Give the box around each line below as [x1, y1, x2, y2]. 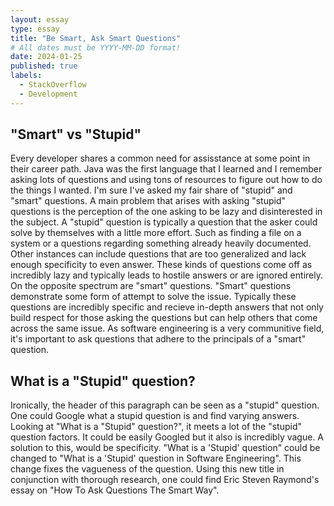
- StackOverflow [19, 80, 87, 90]
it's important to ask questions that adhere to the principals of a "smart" [10, 333, 307, 345]
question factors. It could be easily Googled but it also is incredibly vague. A [10, 431, 325, 443]
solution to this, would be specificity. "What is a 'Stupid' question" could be [10, 442, 321, 454]
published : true [10, 61, 78, 71]
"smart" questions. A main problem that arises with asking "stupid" [10, 195, 286, 207]
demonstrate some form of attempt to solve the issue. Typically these [10, 291, 297, 303]
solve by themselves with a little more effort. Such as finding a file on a [10, 227, 302, 239]
